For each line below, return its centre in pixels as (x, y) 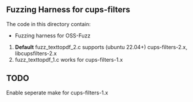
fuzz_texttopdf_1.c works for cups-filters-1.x (69, 59)
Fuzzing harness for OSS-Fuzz (53, 36)
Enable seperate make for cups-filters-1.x (57, 93)
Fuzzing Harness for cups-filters (68, 10)
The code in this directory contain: (48, 24)
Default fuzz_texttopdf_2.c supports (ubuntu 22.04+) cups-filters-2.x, (101, 47)
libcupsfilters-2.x (36, 53)
